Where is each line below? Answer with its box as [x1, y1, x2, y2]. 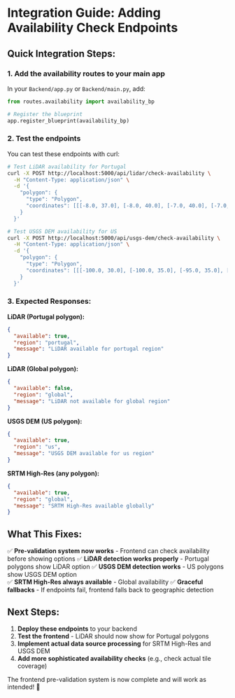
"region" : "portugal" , [13, 339, 80, 346]
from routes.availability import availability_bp [7, 98, 155, 105]
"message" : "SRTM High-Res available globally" [13, 502, 155, 509]
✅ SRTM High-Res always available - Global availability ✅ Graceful [7, 578, 204, 586]
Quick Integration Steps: [7, 48, 116, 60]
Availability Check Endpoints [7, 20, 178, 36]
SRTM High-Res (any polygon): [7, 469, 100, 477]
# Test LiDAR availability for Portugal [7, 163, 127, 170]
